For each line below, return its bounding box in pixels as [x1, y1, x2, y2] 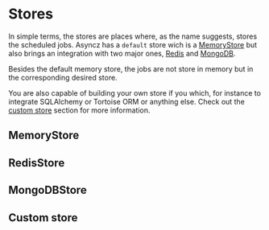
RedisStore [8, 156, 65, 170]
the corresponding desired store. [8, 72, 118, 82]
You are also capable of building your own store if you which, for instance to [8, 88, 262, 97]
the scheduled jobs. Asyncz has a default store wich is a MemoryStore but [8, 39, 258, 49]
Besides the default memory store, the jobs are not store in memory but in [8, 64, 254, 73]
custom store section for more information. [8, 105, 151, 115]
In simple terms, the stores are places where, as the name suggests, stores [8, 31, 258, 41]
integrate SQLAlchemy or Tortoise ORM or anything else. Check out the [8, 97, 246, 106]
